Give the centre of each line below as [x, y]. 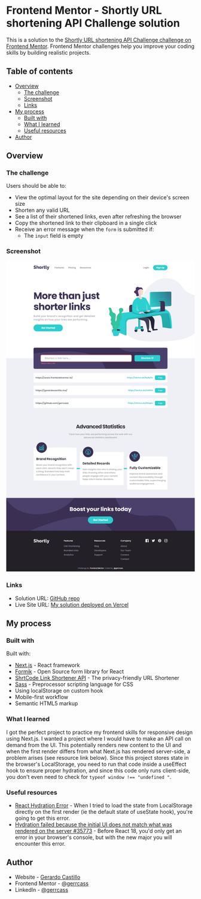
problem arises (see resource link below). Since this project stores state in [98, 757]
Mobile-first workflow [42, 697]
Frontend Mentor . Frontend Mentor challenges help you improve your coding [100, 46]
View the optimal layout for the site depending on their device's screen [102, 197]
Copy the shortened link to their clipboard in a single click [86, 223]
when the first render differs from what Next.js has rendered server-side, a [98, 751]
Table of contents [39, 72]
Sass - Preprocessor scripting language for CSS [74, 684]
